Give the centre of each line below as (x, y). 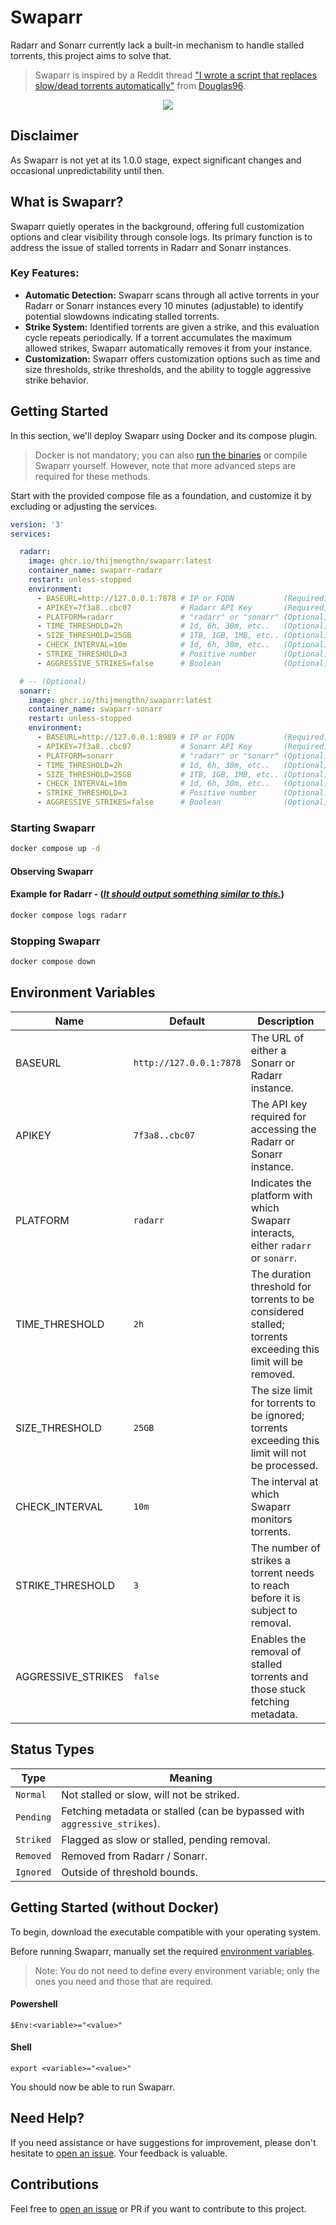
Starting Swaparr (53, 828)
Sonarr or (273, 1063)
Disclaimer (44, 136)
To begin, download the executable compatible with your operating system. (166, 1932)
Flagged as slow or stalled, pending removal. (166, 1839)
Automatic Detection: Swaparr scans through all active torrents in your (172, 295)
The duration (281, 1274)
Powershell (34, 2004)
